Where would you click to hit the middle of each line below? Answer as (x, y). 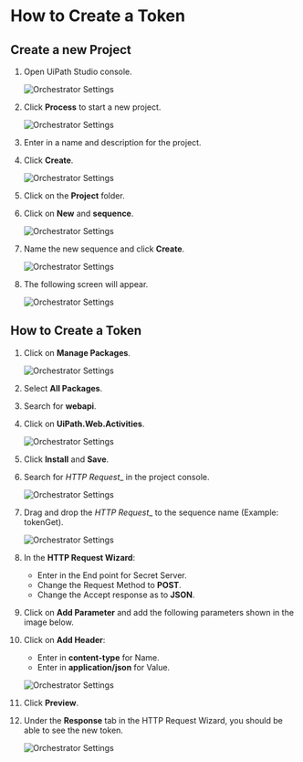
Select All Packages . (63, 388)
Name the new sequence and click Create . (104, 249)
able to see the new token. (73, 730)
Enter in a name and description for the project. (112, 142)
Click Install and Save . (66, 459)
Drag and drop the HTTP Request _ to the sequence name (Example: (151, 512)
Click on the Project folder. (74, 196)
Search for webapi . (60, 406)
